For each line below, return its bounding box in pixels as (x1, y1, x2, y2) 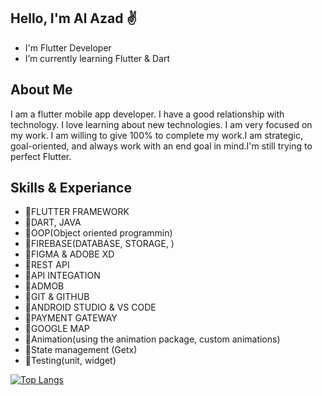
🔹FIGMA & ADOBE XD (24, 248, 115, 260)
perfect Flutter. (10, 150, 72, 162)
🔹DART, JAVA (24, 216, 82, 229)
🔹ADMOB (24, 280, 65, 292)
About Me (10, 81, 73, 99)
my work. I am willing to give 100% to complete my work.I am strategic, (10, 129, 303, 141)
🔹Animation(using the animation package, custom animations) (24, 333, 281, 345)
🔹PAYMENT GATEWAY (24, 312, 118, 324)
